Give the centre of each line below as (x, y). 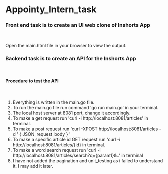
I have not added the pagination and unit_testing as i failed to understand (88, 161)
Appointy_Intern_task (51, 9)
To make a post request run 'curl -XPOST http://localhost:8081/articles (85, 129)
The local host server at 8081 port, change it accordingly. (71, 113)
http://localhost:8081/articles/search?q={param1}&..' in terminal (78, 155)
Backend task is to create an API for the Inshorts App (71, 59)
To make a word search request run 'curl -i (57, 150)
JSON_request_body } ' (46, 134)
